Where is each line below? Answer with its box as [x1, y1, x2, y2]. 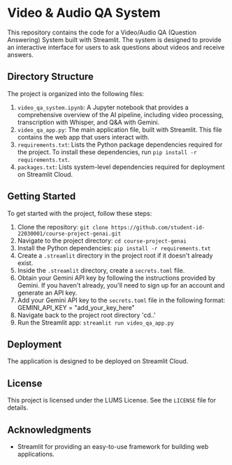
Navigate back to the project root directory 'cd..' [17, 311, 156, 319]
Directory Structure [7, 71, 94, 83]
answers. [7, 50, 34, 59]
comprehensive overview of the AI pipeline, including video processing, [17, 110, 224, 119]
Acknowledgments [7, 424, 92, 436]
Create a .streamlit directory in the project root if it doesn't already [17, 251, 213, 260]
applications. [17, 450, 55, 458]
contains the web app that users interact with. [17, 133, 150, 141]
